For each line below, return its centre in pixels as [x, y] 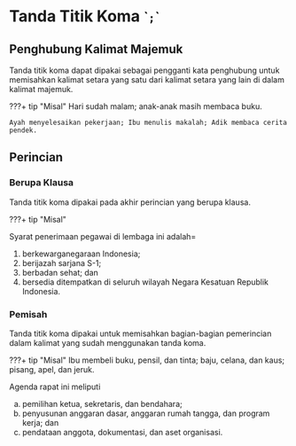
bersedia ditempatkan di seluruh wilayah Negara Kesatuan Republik [145, 282]
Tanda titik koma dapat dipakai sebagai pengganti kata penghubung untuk [144, 70]
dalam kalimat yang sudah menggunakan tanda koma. [108, 342]
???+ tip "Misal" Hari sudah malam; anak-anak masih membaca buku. [136, 106]
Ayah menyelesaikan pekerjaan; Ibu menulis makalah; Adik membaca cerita [148, 122]
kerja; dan [40, 422]
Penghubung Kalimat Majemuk [96, 49]
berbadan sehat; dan [60, 272]
